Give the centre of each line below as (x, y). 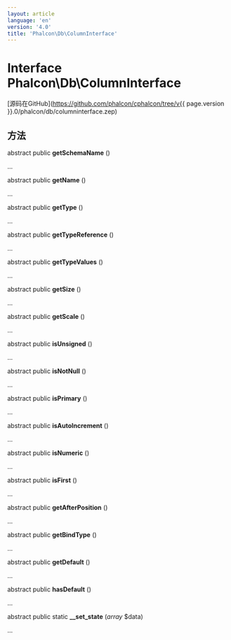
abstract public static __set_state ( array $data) (75, 616)
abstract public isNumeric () (48, 453)
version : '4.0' (29, 27)
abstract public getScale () (46, 316)
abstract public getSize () (44, 289)
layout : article (31, 14)
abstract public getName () (47, 180)
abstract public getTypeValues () (55, 262)
